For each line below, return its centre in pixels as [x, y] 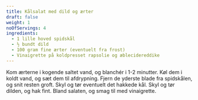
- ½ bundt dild [30, 45]
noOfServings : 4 [26, 28]
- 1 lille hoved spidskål [43, 39]
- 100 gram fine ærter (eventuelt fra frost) [69, 50]
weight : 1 [18, 22]
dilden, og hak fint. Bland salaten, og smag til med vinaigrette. [81, 91]
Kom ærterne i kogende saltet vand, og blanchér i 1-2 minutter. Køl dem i [94, 72]
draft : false [22, 17]
